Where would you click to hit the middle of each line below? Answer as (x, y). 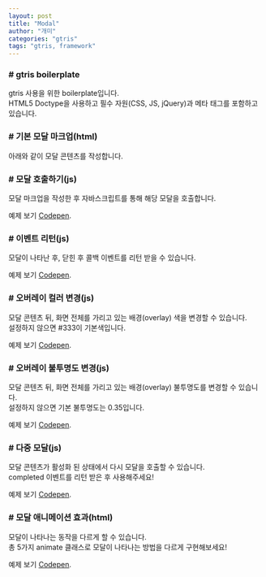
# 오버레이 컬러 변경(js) (51, 298)
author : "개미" (32, 31)
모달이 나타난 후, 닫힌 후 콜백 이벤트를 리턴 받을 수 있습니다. (102, 258)
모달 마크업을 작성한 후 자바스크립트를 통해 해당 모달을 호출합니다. (112, 198)
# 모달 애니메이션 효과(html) (61, 518)
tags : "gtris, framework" (52, 46)
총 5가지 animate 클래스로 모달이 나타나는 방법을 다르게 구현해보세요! (118, 547)
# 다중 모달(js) (35, 448)
